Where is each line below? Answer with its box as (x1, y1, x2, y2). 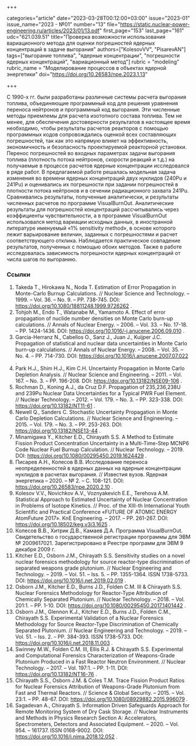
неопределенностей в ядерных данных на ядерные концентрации (15, 465, 181, 472)
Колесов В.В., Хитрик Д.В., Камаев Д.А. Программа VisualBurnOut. (15, 527, 183, 535)
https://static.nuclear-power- (120, 21, 190, 28)
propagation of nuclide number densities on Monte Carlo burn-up (15, 315, 173, 322)
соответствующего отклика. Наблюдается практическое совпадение (6, 237, 181, 244)
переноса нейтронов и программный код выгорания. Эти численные (6, 106, 180, 113)
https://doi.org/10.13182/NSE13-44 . (15, 427, 101, 435)
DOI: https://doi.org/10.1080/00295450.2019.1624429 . (15, 452, 147, 459)
